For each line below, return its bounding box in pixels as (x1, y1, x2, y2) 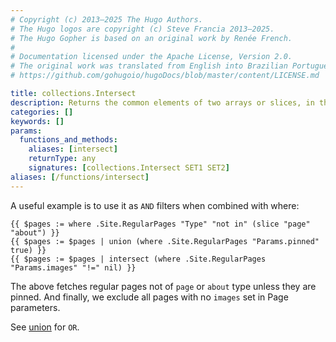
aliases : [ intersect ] (28, 144, 118, 155)
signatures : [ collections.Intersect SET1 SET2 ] (28, 163, 230, 173)
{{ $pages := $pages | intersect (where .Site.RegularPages (10, 254, 267, 264)
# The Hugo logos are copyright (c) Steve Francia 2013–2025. (10, 24, 275, 34)
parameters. (10, 301, 61, 313)
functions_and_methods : (19, 135, 118, 145)
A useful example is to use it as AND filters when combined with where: (10, 199, 300, 211)
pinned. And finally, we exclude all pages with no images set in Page (10, 291, 289, 303)
